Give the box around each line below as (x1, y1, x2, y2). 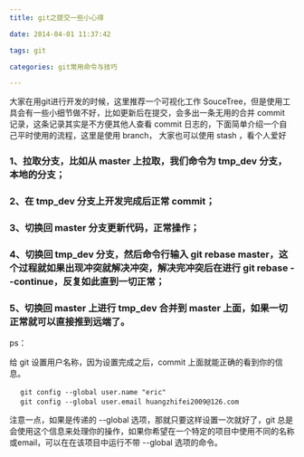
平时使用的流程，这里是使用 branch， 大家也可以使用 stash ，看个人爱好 (16, 130, 287, 141)
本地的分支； (9, 168, 66, 181)
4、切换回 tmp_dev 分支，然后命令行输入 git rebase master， (9, 248, 279, 261)
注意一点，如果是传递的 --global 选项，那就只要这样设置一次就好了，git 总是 (9, 414, 294, 425)
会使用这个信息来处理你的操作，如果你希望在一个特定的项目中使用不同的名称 (9, 426, 295, 437)
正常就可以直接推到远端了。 (9, 315, 130, 328)
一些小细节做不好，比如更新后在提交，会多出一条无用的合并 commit (33, 108, 285, 119)
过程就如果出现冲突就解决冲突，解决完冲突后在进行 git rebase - (18, 262, 295, 274)
